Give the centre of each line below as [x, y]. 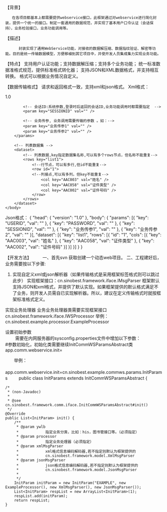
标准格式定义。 [32, 299]
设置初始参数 [18, 332]
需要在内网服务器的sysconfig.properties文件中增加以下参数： [78, 338]
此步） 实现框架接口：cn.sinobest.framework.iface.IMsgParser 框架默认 [86, 280]
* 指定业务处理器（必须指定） [55, 442]
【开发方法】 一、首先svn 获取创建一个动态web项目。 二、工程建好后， [83, 257]
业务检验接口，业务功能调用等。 [42, 28]
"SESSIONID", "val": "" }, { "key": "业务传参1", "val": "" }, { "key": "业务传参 [82, 229]
